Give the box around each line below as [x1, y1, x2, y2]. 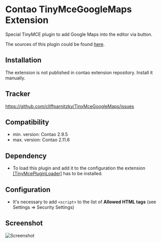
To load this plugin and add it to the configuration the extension [12, 165, 146, 171]
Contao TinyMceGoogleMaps [5, 4, 132, 15]
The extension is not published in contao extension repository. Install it [5, 69, 153, 75]
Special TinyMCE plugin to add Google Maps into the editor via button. [5, 31, 153, 37]
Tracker [5, 90, 30, 98]
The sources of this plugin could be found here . [5, 41, 105, 47]
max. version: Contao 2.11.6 [12, 137, 70, 143]
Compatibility [5, 118, 49, 126]
